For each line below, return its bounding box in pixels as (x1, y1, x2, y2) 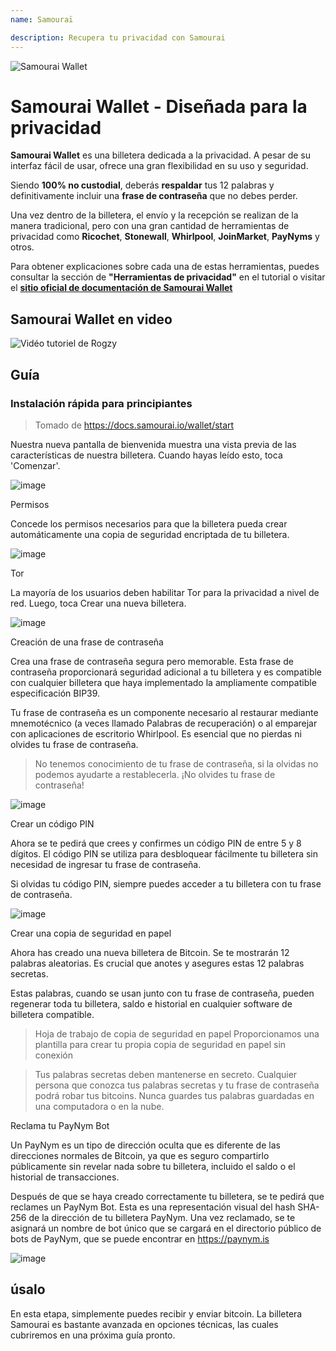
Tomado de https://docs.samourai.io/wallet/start (34, 419, 235, 431)
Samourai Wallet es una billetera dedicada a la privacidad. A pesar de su (10, 149, 311, 161)
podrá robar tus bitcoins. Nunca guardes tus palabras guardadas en (34, 1089, 315, 1101)
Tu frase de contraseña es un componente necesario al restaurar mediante (10, 706, 319, 718)
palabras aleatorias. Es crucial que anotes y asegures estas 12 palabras (10, 957, 305, 969)
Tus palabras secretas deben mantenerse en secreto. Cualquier (34, 1068, 298, 1080)
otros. (10, 241, 35, 253)
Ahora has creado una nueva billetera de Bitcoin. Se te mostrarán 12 (10, 946, 290, 958)
